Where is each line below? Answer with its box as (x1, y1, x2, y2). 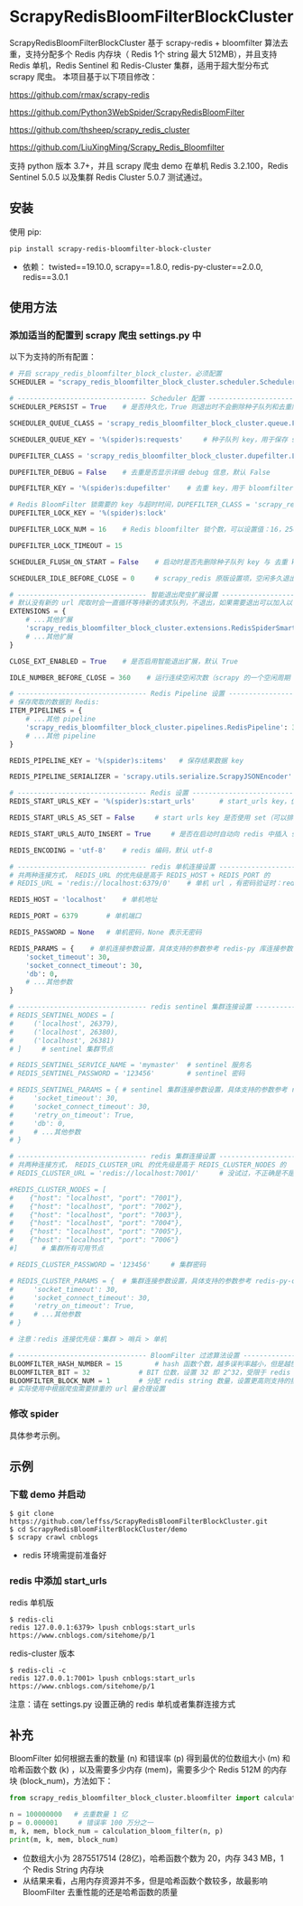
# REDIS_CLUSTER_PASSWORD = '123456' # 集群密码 (9, 1260, 207, 1269)
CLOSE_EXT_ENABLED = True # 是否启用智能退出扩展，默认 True (9, 656, 239, 665)
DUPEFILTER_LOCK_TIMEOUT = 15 (9, 541, 124, 550)
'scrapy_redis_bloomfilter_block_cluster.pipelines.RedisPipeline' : (25, 722, 289, 732)
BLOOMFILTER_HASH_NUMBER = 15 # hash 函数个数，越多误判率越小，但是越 (9, 1359, 291, 1369)
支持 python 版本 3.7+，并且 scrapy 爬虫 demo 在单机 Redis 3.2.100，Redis (9, 160, 289, 171)
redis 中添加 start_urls (9, 1575, 107, 1587)
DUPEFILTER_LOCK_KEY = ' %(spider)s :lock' (9, 508, 168, 518)
